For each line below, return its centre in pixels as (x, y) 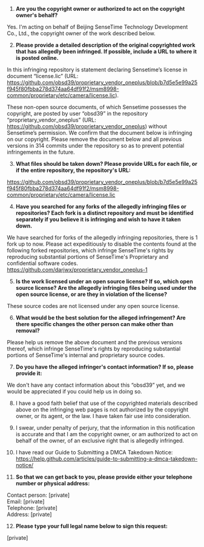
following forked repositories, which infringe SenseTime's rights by (90, 250)
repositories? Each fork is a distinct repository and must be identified (104, 213)
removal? (28, 330)
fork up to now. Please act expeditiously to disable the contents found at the (102, 244)
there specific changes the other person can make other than (94, 324)
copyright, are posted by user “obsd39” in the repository (77, 113)
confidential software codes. (42, 263)
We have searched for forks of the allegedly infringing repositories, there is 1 (102, 237)
